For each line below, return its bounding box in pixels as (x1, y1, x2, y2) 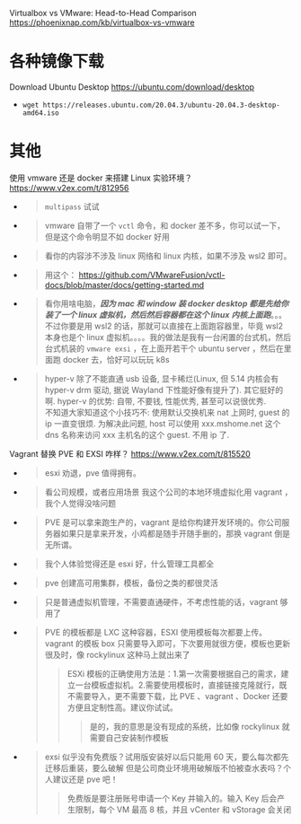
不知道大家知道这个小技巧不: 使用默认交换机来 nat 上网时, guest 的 (44, 407, 290, 417)
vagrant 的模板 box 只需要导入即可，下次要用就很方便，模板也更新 (44, 637, 290, 649)
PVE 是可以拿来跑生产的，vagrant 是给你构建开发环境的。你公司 (44, 516, 282, 528)
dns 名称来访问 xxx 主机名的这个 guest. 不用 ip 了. (44, 429, 230, 440)
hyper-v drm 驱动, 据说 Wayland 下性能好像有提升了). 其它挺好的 (44, 384, 284, 395)
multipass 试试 (44, 201, 100, 212)
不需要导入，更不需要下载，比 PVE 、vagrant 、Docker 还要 (66, 690, 288, 701)
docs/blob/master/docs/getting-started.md (44, 279, 205, 290)
